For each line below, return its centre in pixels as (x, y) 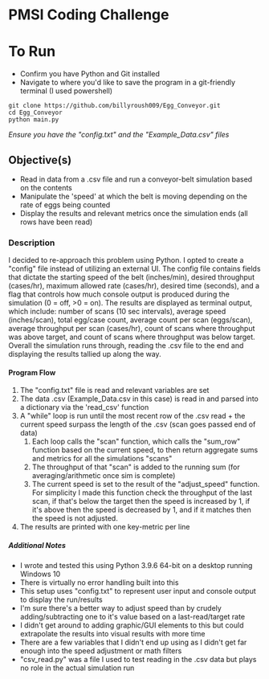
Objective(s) (40, 160)
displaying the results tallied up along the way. (85, 354)
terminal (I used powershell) (66, 91)
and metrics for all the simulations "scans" (102, 459)
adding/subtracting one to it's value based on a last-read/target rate (132, 617)
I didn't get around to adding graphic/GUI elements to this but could (132, 625)
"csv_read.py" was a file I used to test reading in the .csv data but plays (138, 660)
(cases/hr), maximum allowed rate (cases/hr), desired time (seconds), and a (134, 286)
